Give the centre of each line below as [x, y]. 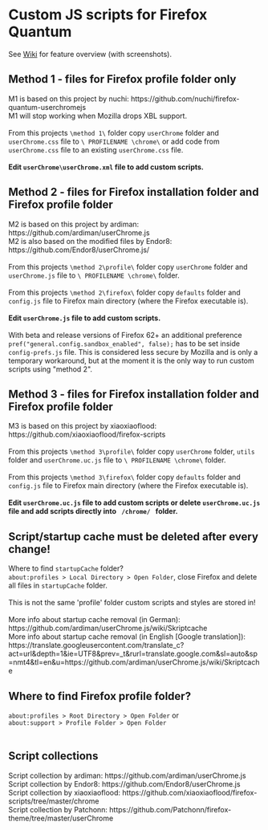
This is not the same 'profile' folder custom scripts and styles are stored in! [132, 603]
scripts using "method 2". [51, 369]
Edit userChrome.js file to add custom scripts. [85, 318]
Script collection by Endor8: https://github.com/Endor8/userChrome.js [124, 783]
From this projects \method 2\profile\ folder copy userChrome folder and [128, 266]
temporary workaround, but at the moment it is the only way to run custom [131, 360]
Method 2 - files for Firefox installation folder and [134, 192]
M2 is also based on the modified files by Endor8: [90, 241]
